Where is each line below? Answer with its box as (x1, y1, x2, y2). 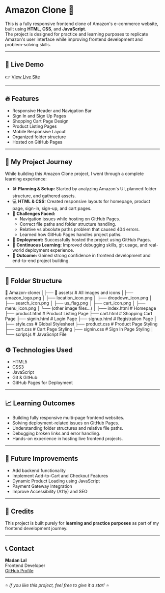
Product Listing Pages (12, 123, 57, 129)
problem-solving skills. (5, 41, 51, 47)
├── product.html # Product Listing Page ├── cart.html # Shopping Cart (5, 311, 153, 317)
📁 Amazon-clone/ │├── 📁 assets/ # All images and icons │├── (5, 290, 134, 296)
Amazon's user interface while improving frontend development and (5, 36, 143, 42)
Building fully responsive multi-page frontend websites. (12, 415, 125, 420)
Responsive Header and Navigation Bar (12, 108, 92, 114)
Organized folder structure (12, 134, 66, 140)
